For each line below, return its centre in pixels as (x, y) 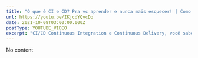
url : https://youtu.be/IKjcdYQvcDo (50, 17)
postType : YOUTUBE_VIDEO (37, 28)
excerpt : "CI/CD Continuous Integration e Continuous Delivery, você (93, 33)
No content (20, 50)
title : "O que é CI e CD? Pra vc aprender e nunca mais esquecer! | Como (99, 11)
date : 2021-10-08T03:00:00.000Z (46, 22)
